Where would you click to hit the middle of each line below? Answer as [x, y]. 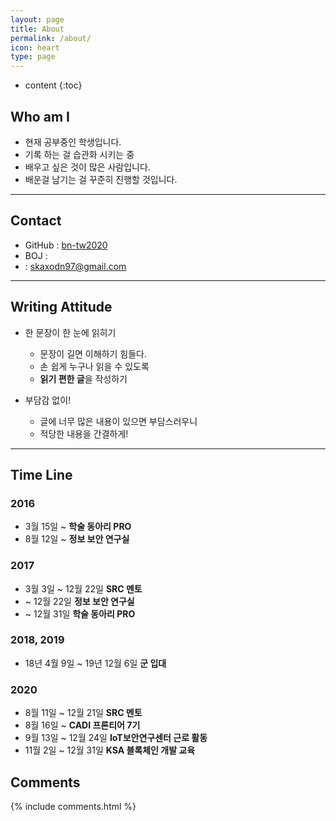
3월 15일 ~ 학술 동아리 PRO [78, 527]
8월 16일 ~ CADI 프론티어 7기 [82, 725]
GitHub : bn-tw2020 [66, 245]
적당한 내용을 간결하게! [84, 433]
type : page [33, 57]
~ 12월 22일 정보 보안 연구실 [79, 601]
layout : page [37, 19]
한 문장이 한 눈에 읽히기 [70, 332]
